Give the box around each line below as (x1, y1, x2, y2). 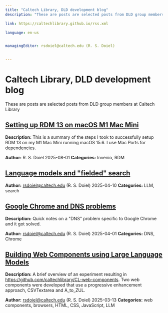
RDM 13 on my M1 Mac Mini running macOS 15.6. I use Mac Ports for (5, 139, 146, 145)
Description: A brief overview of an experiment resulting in (5, 271, 127, 277)
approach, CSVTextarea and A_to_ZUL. (5, 287, 85, 293)
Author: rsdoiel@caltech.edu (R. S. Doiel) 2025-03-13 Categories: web (5, 297, 153, 303)
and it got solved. (5, 221, 41, 227)
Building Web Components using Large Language (5, 250, 162, 258)
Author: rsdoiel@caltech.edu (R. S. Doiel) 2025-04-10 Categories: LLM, (5, 182, 154, 188)
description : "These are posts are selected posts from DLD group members (5, 12, 164, 17)
